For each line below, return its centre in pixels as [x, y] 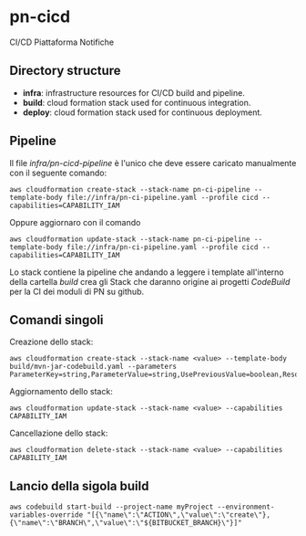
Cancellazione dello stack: [59, 433]
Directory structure [65, 71]
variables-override [46, 515]
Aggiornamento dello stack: [61, 392]
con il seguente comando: [58, 173]
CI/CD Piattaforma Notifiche [62, 42]
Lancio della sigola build [79, 486]
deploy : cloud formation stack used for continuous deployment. [142, 112]
